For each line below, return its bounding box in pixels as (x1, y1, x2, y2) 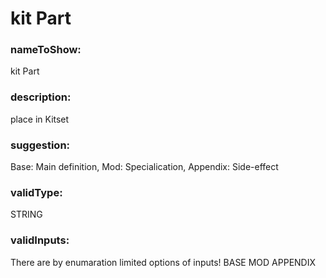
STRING (10, 208, 43, 221)
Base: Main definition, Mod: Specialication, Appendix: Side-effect (10, 161, 279, 173)
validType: (10, 186, 63, 199)
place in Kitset (10, 113, 70, 125)
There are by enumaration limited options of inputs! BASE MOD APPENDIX (10, 256, 317, 268)
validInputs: (10, 233, 70, 247)
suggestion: (10, 138, 71, 152)
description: (10, 90, 72, 104)
